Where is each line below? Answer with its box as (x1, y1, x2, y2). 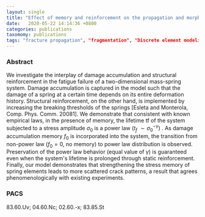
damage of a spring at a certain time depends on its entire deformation (6, 91, 184, 98)
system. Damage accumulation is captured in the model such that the (6, 84, 181, 92)
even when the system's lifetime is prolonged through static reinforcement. (6, 155, 195, 162)
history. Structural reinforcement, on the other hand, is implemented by (6, 97, 185, 105)
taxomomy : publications (6, 32, 67, 38)
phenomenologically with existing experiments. (6, 174, 125, 182)
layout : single (6, 9, 45, 15)
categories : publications (6, 26, 72, 32)
